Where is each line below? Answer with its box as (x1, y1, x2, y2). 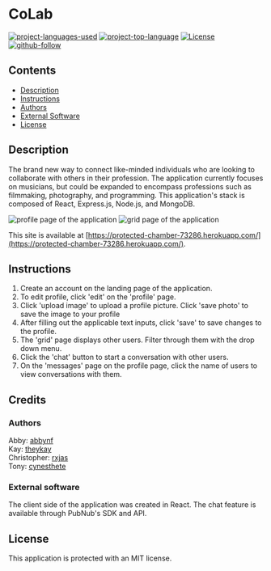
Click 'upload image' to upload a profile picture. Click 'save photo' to (19, 301, 249, 311)
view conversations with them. (19, 370, 123, 379)
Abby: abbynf (8, 436, 54, 446)
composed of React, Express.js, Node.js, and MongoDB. (8, 199, 196, 209)
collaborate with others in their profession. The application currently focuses (8, 173, 264, 183)
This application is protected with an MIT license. (8, 553, 172, 563)
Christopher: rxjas (8, 453, 69, 463)
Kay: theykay (8, 444, 52, 454)
